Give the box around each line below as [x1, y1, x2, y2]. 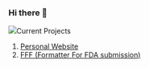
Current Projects [16, 26, 71, 36]
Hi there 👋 [8, 7, 48, 18]
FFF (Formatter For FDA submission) [19, 50, 141, 60]
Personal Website [19, 41, 79, 51]
